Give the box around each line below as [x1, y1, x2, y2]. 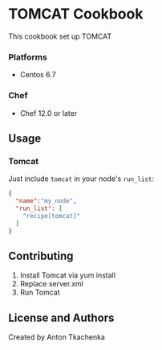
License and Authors [8, 311, 115, 324]
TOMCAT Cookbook [8, 5, 144, 23]
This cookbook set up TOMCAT [8, 31, 112, 41]
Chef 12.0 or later [19, 108, 78, 117]
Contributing [8, 249, 74, 262]
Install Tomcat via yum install [19, 270, 116, 280]
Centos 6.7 [19, 70, 56, 80]
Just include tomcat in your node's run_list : [8, 174, 155, 183]
